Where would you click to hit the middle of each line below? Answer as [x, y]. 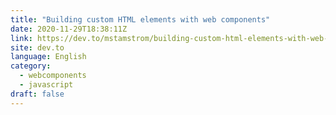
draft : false [37, 94]
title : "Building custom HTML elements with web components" [140, 19]
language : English [48, 57]
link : [21, 38]
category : [31, 66]
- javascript [46, 85]
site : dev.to [37, 47]
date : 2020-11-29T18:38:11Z [69, 29]
